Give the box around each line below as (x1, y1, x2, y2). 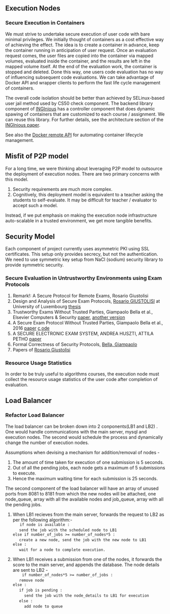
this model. (5, 176, 29, 182)
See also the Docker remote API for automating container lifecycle (5, 132, 144, 138)
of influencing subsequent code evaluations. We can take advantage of (5, 74, 154, 80)
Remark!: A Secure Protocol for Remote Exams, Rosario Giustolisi (12, 293, 149, 299)
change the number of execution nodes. (5, 440, 89, 446)
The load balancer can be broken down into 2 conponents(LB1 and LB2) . (5, 423, 158, 429)
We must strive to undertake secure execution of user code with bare (5, 31, 150, 37)
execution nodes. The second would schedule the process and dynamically (5, 434, 163, 440)
